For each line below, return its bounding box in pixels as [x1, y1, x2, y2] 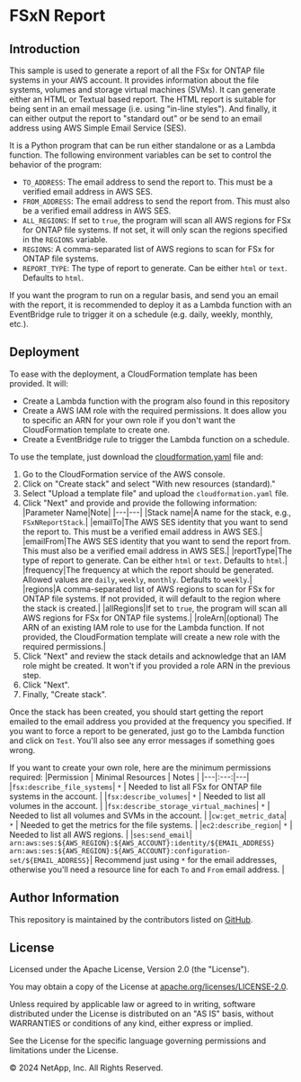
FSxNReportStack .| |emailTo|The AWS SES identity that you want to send [22, 516, 288, 527]
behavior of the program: [9, 159, 102, 169]
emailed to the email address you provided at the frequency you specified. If [9, 715, 292, 726]
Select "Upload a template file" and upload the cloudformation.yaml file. [22, 487, 289, 498]
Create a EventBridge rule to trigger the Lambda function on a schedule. [22, 433, 290, 444]
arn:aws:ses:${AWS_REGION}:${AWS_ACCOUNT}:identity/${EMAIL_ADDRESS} [9, 839, 276, 848]
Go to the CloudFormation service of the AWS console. [22, 468, 226, 479]
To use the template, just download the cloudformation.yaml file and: [9, 451, 263, 462]
